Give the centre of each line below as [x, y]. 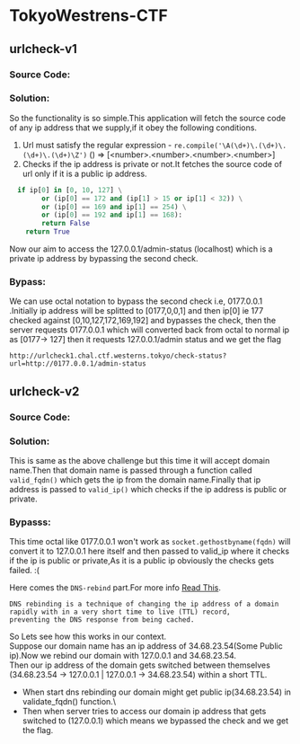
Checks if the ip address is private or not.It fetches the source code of [152, 164]
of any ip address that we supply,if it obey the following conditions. [133, 128]
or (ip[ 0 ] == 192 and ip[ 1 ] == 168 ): [112, 215]
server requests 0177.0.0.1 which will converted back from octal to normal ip [150, 330]
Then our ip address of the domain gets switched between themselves [140, 665]
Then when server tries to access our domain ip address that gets [144, 712]
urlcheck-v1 [44, 49]
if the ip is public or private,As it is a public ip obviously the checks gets [142, 561]
